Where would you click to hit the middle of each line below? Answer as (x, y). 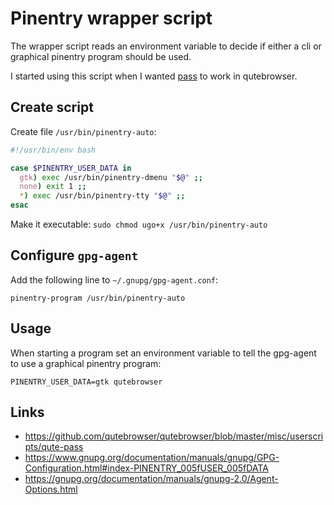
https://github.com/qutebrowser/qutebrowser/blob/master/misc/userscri (174, 436)
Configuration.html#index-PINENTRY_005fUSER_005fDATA (146, 468)
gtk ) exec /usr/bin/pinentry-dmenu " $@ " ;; (111, 177)
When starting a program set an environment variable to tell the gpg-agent (163, 353)
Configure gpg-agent (74, 255)
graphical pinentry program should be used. (101, 56)
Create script (52, 107)
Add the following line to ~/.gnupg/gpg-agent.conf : (114, 279)
